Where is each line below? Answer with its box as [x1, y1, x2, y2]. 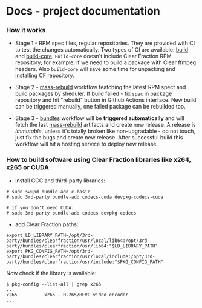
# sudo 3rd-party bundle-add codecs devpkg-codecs [6, 210, 137, 216]
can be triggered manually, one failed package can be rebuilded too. [15, 103, 186, 110]
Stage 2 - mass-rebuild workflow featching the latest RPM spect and [15, 84, 186, 91]
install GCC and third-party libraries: [15, 177, 106, 184]
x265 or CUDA [6, 163, 50, 172]
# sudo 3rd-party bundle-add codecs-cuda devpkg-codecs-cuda [6, 194, 164, 200]
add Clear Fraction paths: [15, 220, 79, 228]
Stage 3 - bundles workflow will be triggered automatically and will [15, 115, 184, 122]
